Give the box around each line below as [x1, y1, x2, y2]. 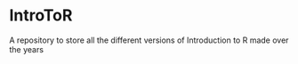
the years [9, 44, 44, 54]
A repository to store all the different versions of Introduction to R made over [9, 35, 289, 45]
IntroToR [9, 5, 73, 26]
